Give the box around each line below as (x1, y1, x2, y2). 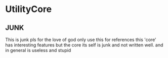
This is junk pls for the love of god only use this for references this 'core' (5, 36, 157, 42)
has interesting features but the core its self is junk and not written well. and (5, 42, 163, 48)
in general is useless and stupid (5, 47, 71, 53)
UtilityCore (5, 3, 52, 15)
